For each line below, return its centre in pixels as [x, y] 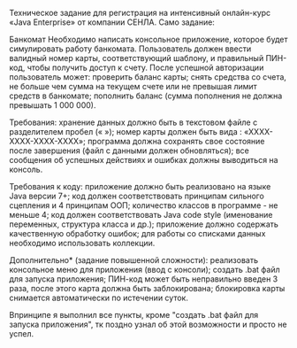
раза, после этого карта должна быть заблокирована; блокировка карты [147, 288]
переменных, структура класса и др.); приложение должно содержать [144, 224]
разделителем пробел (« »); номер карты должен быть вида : [126, 131]
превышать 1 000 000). [53, 105]
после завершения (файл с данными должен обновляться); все [129, 151]
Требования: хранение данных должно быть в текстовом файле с [133, 122]
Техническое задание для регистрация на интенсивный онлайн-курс [140, 13]
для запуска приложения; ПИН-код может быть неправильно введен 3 [144, 279]
